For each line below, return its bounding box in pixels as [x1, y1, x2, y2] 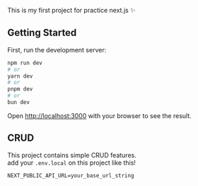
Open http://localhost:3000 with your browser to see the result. [7, 111, 192, 120]
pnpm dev [7, 86, 33, 93]
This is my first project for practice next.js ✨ [7, 6, 136, 14]
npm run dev [7, 59, 42, 66]
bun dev [7, 99, 30, 106]
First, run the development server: [7, 45, 107, 54]
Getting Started [7, 27, 77, 39]
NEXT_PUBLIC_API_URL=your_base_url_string [7, 172, 134, 179]
